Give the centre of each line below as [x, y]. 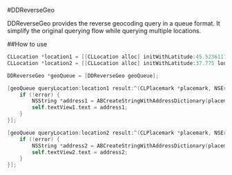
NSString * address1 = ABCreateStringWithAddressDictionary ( [120, 101]
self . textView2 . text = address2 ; [80, 152]
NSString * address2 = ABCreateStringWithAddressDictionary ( [120, 146]
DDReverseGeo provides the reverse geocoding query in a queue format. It [114, 23]
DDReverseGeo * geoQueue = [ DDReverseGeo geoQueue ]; [83, 75]
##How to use [27, 44]
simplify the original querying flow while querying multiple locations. [104, 31]
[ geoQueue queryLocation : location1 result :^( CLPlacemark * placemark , [109, 88]
